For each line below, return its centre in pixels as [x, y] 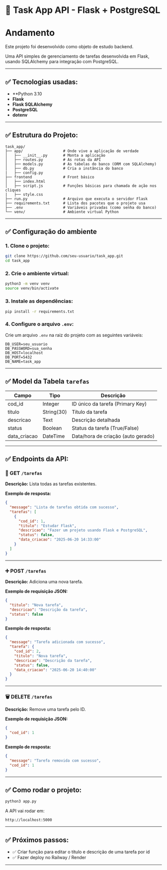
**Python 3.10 [27, 93]
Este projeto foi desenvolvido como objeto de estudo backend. [69, 47]
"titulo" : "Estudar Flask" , [47, 526]
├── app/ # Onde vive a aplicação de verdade [72, 151]
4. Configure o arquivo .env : [40, 324]
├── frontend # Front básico [50, 177]
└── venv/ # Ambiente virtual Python [62, 212]
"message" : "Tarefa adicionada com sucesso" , [58, 642]
